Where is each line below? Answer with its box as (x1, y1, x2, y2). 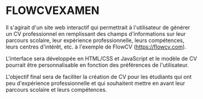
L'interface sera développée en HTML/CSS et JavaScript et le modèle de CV (5, 55, 198, 62)
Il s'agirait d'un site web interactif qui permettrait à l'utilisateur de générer (5, 24, 190, 31)
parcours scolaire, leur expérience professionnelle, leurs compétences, (5, 36, 185, 44)
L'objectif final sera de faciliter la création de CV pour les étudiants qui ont (5, 73, 192, 80)
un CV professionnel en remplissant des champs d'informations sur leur (5, 30, 186, 37)
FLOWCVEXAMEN (5, 4, 100, 18)
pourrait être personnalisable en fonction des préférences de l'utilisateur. (5, 61, 189, 69)
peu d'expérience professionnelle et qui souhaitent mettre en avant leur (5, 80, 185, 87)
